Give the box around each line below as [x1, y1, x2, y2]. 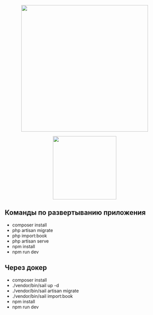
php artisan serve [12, 238, 49, 244]
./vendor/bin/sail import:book [12, 293, 73, 299]
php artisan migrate [12, 227, 53, 233]
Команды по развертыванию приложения [5, 208, 146, 217]
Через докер [5, 263, 47, 272]
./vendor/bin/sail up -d [12, 282, 59, 288]
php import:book [12, 232, 47, 239]
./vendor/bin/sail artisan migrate [12, 288, 79, 294]
